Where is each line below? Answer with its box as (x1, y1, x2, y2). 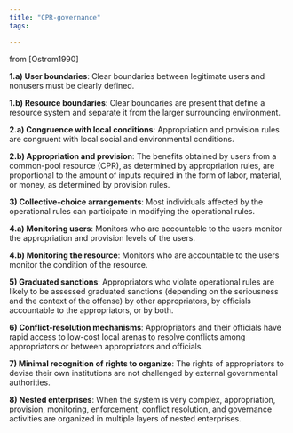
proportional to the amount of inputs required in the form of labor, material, (9, 170, 282, 180)
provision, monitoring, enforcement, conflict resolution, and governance (9, 404, 273, 414)
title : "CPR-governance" (9, 12, 101, 22)
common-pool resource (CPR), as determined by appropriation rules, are (9, 160, 275, 171)
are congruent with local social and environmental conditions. (9, 133, 234, 144)
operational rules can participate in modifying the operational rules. (9, 205, 256, 216)
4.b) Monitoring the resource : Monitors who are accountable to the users (9, 250, 280, 261)
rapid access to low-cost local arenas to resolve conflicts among (9, 331, 246, 342)
